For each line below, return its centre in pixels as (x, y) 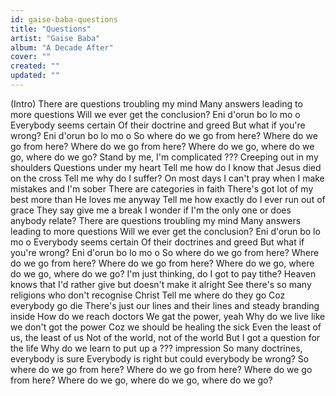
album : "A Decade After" (62, 47)
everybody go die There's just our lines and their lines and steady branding (165, 305)
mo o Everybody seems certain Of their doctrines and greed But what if (157, 242)
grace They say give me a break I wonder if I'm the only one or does (151, 210)
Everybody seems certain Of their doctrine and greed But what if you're (158, 125)
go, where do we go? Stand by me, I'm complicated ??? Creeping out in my (164, 157)
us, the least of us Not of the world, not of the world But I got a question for (165, 337)
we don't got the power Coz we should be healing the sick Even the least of (166, 327)
